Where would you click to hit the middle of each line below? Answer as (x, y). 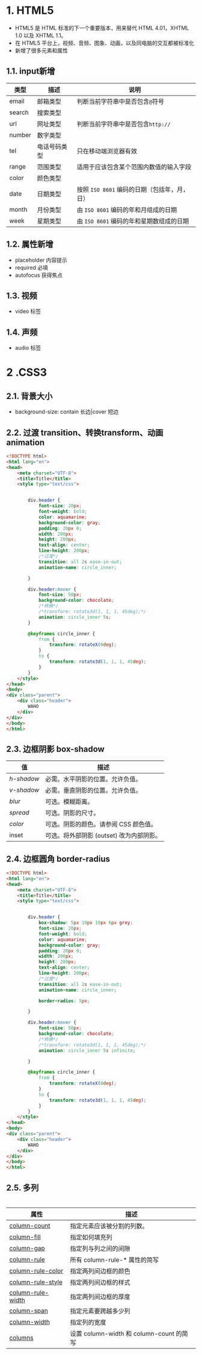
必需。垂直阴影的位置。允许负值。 (93, 790)
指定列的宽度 (88, 1322)
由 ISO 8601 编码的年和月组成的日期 (127, 209)
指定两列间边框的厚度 (100, 1297)
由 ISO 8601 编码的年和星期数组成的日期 (133, 221)
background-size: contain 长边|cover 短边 (67, 412)
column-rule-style (36, 1282)
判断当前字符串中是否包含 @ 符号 (120, 101)
